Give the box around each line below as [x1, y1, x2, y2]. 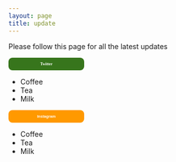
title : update [8, 19, 57, 27]
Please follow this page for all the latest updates [8, 41, 168, 51]
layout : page [8, 11, 52, 20]
